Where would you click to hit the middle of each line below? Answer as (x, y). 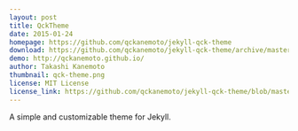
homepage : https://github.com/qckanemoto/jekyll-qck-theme (121, 42)
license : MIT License (49, 83)
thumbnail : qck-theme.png (57, 75)
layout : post (33, 17)
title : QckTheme (39, 26)
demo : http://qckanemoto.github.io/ (77, 58)
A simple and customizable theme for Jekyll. (90, 117)
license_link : (35, 91)
